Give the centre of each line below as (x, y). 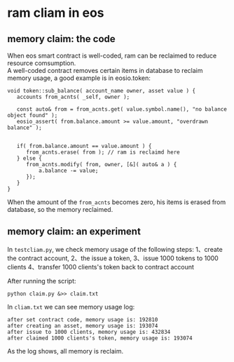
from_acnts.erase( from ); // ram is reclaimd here (103, 152)
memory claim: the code (61, 39)
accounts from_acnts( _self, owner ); (73, 97)
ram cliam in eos (56, 13)
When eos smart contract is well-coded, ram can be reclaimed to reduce (112, 55)
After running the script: (42, 281)
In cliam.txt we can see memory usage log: (71, 307)
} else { (29, 159)
